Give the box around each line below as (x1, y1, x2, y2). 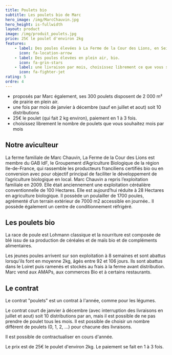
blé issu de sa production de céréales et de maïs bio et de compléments (5, 237, 157, 244)
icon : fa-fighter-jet (18, 70, 66, 75)
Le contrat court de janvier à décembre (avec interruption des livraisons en (5, 307, 163, 313)
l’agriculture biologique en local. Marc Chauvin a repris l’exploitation (5, 176, 148, 182)
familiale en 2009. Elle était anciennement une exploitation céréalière (5, 182, 151, 188)
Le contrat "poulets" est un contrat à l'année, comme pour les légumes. (5, 298, 156, 304)
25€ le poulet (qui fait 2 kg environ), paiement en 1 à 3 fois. (12, 115, 137, 121)
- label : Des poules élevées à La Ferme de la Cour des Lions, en (14, 46, 159, 51)
